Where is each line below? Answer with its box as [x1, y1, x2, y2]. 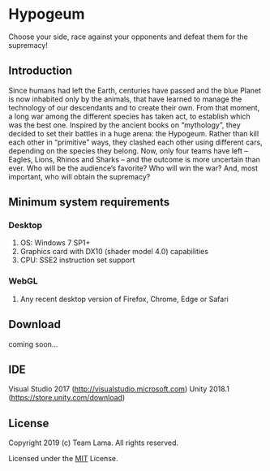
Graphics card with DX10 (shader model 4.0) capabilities [19, 247, 209, 257]
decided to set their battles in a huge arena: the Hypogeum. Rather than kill [8, 128, 259, 138]
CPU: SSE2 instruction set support [19, 255, 135, 265]
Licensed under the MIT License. [8, 454, 118, 464]
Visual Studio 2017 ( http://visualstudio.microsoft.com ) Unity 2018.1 [8, 384, 229, 394]
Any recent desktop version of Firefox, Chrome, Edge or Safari [19, 294, 229, 304]
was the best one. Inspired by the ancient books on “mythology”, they [8, 119, 241, 130]
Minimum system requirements [8, 196, 170, 210]
